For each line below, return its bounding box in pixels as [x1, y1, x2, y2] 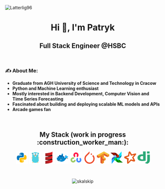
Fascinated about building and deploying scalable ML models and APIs [12, 101, 160, 107]
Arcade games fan [12, 107, 51, 113]
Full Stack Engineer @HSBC [39, 41, 127, 50]
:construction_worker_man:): [36, 138, 129, 147]
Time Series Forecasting [12, 96, 64, 102]
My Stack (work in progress [39, 130, 127, 139]
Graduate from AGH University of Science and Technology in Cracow [12, 80, 157, 86]
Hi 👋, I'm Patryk [51, 22, 115, 33]
